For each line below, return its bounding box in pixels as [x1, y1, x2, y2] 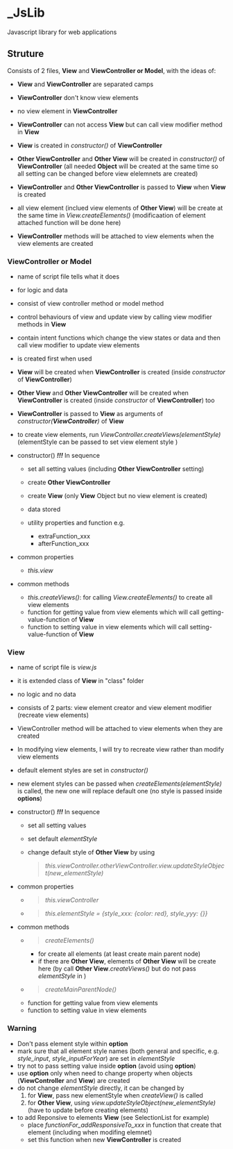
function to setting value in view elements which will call [27, 623, 189, 631]
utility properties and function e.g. [27, 519, 125, 527]
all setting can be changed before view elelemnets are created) [17, 169, 198, 178]
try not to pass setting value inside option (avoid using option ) [17, 1061, 196, 1070]
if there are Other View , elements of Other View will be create [37, 957, 216, 966]
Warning [7, 1023, 37, 1033]
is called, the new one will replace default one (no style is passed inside [17, 787, 223, 795]
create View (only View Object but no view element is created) [27, 492, 208, 500]
